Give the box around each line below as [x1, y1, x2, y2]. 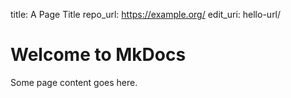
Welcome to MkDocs [10, 44, 187, 66]
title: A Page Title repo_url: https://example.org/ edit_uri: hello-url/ [10, 9, 282, 20]
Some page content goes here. [10, 76, 138, 88]
